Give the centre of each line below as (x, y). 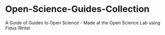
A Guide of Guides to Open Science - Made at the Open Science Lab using (83, 23)
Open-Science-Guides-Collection (77, 9)
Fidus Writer (18, 28)
